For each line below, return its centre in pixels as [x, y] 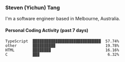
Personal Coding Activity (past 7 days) [47, 30]
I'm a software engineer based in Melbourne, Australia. [63, 19]
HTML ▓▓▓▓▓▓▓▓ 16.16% [62, 50]
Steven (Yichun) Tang [33, 8]
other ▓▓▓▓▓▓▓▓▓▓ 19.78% [62, 45]
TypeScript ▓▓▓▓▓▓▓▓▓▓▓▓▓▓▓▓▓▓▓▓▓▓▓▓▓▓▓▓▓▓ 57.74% [62, 41]
